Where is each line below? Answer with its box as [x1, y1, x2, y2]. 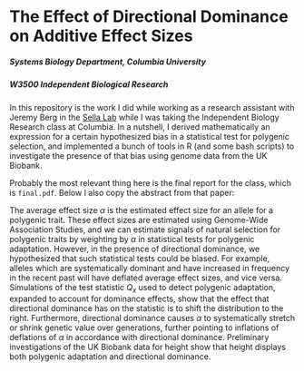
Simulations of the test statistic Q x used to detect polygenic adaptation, [9, 281, 276, 295]
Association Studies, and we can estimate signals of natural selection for [9, 224, 281, 235]
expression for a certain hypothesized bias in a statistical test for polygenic [9, 131, 290, 142]
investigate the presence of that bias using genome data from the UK [9, 150, 268, 161]
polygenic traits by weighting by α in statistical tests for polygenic [9, 233, 255, 244]
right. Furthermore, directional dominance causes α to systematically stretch [9, 313, 296, 324]
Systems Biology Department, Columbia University [9, 56, 207, 67]
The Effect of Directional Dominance [9, 6, 289, 27]
